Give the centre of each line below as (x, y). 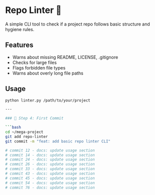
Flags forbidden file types (39, 67)
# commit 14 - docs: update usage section (50, 155)
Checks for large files (34, 62)
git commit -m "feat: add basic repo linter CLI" (58, 141)
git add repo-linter (27, 136)
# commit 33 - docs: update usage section (50, 169)
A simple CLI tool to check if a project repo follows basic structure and (77, 24)
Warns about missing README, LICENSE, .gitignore (65, 57)
